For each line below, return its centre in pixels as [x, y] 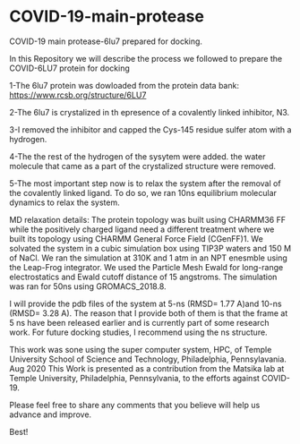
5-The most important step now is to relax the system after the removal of [145, 183]
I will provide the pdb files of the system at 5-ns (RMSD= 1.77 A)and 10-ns [146, 303]
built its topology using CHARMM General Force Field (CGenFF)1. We [137, 238]
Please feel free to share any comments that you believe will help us [135, 405]
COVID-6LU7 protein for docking [69, 68]
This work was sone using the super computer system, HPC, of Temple [141, 349]
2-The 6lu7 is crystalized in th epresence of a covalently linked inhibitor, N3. [150, 112]
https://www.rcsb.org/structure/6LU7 [78, 95]
